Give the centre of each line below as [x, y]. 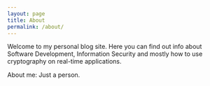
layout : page [26, 14]
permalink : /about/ [36, 27]
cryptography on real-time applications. [64, 62]
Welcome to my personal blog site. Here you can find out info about [105, 47]
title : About [26, 20]
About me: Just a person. [44, 75]
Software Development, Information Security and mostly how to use [105, 54]
